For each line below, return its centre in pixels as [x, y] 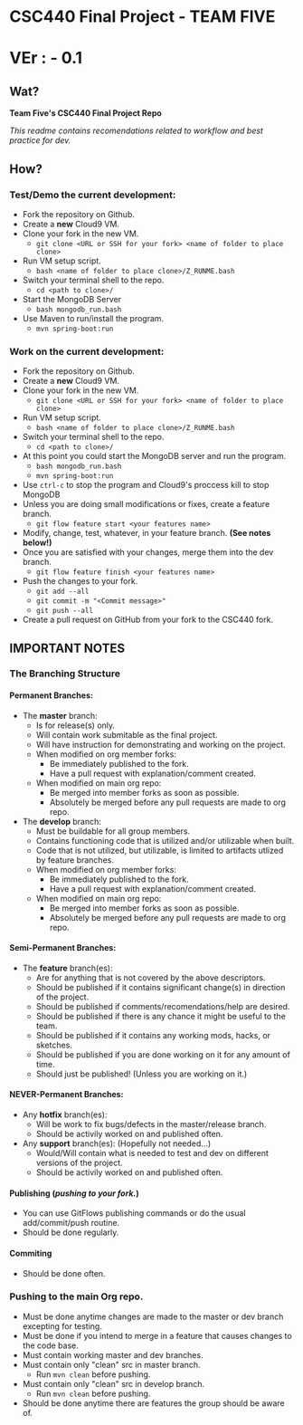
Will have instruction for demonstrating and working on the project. [161, 744]
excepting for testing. [62, 1326]
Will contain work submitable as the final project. [127, 734]
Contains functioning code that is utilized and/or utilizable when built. [165, 840]
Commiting [31, 1253]
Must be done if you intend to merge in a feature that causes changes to [157, 1335]
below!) [37, 543]
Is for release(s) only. [76, 725]
